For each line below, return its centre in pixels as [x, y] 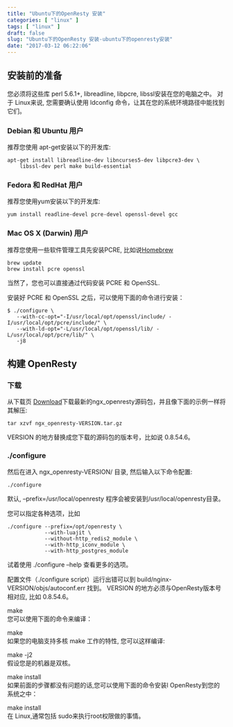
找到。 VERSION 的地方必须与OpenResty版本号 [154, 588]
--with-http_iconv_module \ [85, 545]
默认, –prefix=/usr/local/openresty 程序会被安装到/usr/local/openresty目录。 [116, 498]
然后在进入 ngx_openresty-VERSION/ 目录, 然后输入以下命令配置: [100, 472]
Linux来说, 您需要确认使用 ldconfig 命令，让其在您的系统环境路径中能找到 [120, 102]
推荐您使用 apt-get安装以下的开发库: [59, 147]
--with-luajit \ [68, 532]
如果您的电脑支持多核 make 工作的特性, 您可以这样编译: [86, 641]
